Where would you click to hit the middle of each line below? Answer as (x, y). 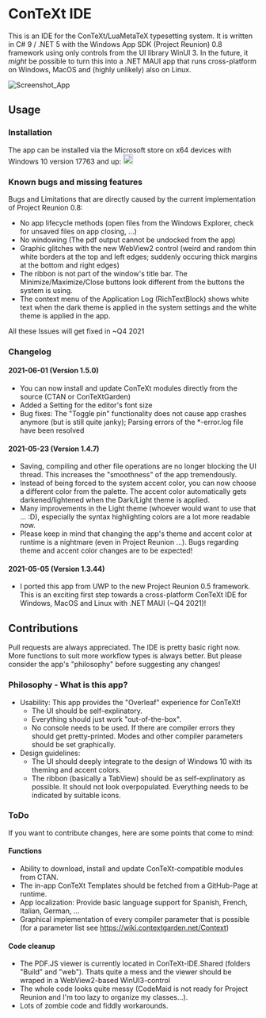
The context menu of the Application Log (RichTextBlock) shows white (134, 299)
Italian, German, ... (49, 911)
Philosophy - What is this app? (68, 685)
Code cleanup (32, 946)
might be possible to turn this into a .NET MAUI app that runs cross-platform (133, 61)
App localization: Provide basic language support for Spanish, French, (133, 903)
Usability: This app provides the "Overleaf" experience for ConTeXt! (130, 702)
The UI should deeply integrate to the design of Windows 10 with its (142, 761)
